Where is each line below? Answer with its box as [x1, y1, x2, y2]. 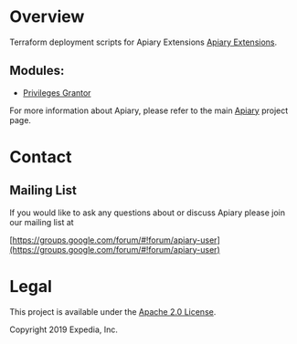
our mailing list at [9, 216, 75, 227]
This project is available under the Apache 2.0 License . [9, 306, 217, 317]
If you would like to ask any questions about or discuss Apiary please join [9, 207, 286, 218]
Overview [9, 6, 85, 27]
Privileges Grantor [22, 87, 91, 98]
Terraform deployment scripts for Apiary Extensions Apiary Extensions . [9, 36, 278, 47]
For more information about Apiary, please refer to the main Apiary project [9, 105, 289, 116]
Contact [9, 146, 72, 167]
